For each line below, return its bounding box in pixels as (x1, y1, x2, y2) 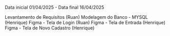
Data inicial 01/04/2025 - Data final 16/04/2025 (5, 5, 104, 10)
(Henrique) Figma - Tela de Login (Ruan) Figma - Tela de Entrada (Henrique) (5, 20, 166, 25)
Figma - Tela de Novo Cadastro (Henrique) (5, 25, 95, 31)
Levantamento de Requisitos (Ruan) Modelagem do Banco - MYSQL (5, 14, 148, 20)
